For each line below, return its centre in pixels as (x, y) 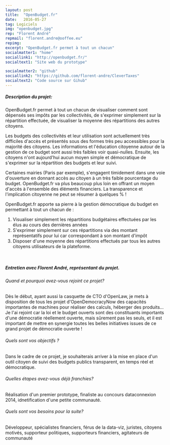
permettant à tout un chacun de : (40, 210)
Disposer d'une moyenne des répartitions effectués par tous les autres (87, 241)
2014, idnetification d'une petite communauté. (53, 400)
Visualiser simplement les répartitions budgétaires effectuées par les (84, 219)
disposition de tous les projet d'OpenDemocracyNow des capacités (76, 302)
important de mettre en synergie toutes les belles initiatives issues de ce (81, 323)
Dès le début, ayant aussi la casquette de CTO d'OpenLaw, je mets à (77, 296)
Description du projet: (29, 97)
